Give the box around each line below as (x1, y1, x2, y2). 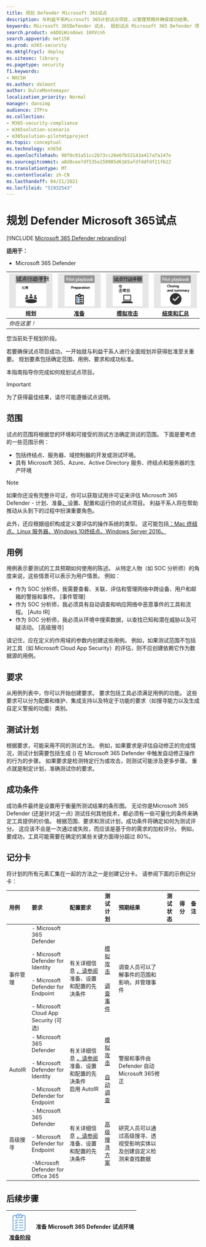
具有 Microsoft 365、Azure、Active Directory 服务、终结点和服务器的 (15, 459, 190, 466)
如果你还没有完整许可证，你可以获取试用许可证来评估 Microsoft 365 (6, 491, 178, 499)
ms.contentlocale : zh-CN (6, 172, 70, 178)
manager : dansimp (6, 101, 51, 107)
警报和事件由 (118, 1055, 151, 1062)
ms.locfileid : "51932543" (6, 185, 72, 191)
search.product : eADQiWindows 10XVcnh (6, 29, 105, 36)
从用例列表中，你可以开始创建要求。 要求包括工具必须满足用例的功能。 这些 (6, 690, 197, 697)
